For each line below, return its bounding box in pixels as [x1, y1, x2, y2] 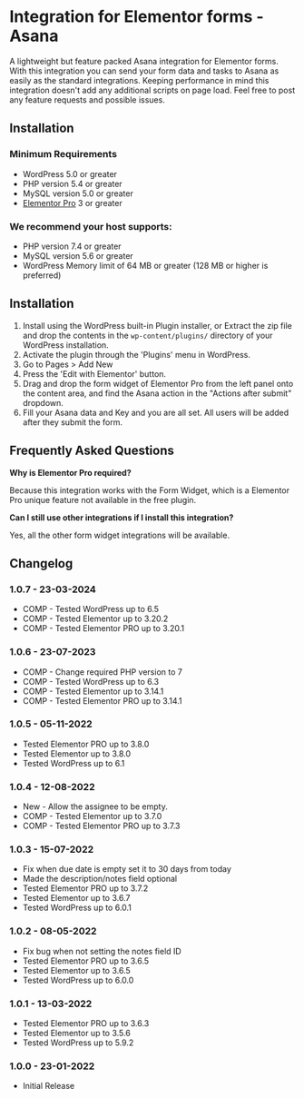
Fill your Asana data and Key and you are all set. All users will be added [22, 407, 289, 418]
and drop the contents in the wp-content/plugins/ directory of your [22, 330, 274, 341]
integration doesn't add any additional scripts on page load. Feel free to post [9, 84, 296, 95]
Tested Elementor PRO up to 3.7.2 [22, 883, 149, 894]
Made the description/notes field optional [22, 874, 178, 885]
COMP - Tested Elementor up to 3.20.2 [22, 613, 169, 624]
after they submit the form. [22, 416, 123, 428]
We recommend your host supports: [9, 220, 172, 232]
